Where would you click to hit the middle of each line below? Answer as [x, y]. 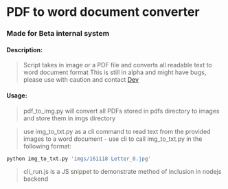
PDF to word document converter [103, 12]
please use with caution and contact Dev [81, 80]
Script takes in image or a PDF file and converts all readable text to [117, 65]
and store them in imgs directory [69, 118]
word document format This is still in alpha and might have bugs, [115, 72]
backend [36, 179]
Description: [24, 49]
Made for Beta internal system [58, 34]
